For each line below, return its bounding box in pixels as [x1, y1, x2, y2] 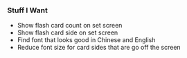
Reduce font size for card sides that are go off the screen [17, 43, 181, 52]
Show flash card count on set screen [17, 21, 123, 30]
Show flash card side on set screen [17, 28, 118, 37]
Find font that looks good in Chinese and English [17, 36, 156, 44]
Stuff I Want [7, 6, 48, 15]
